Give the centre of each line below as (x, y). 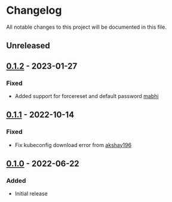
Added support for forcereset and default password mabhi (87, 96)
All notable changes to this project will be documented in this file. (87, 27)
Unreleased (28, 46)
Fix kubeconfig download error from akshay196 (73, 145)
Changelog (34, 10)
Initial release (31, 194)
